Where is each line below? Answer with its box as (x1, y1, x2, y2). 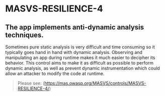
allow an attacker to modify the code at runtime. (5, 70, 105, 76)
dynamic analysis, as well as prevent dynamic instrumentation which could (5, 65, 160, 71)
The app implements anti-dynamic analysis (5, 23, 144, 31)
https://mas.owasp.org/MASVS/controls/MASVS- (44, 80, 147, 86)
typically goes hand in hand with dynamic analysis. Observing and (5, 49, 142, 55)
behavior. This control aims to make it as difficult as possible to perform (5, 60, 153, 65)
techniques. (5, 30, 44, 39)
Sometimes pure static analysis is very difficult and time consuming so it (5, 44, 155, 50)
